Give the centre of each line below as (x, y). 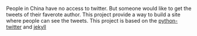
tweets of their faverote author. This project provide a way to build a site (93, 15)
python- (168, 21)
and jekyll (35, 27)
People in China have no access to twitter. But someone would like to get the (99, 8)
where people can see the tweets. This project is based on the (82, 21)
